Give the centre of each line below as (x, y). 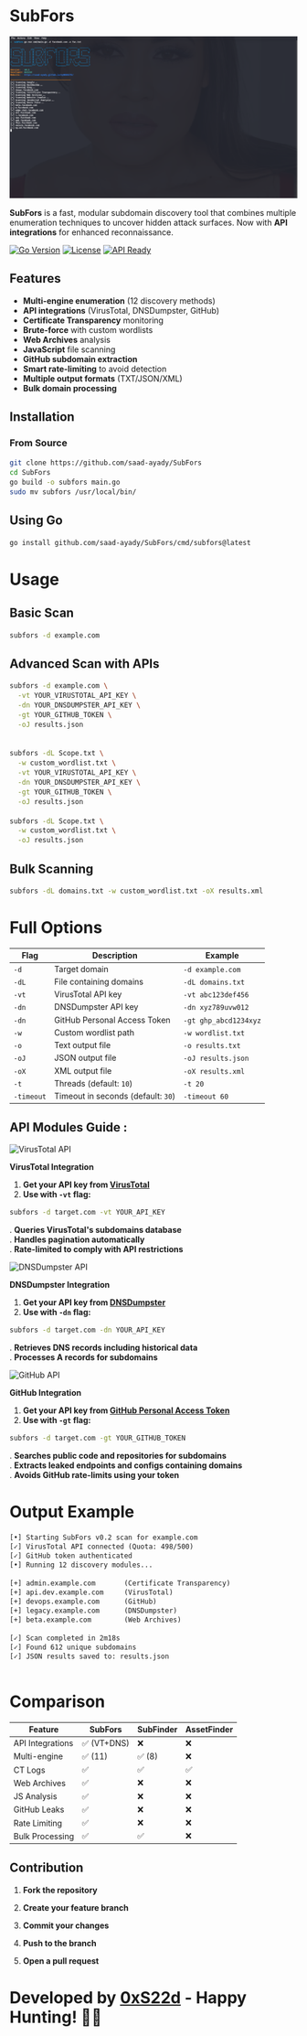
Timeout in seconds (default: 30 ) (115, 1096)
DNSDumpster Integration (60, 1285)
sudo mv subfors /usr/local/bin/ (73, 492)
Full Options (56, 928)
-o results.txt (212, 1046)
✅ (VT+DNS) (106, 1742)
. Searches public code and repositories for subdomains (118, 1456)
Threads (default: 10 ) (94, 1083)
